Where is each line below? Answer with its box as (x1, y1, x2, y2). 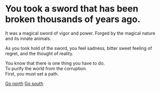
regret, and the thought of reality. (5, 50, 73, 56)
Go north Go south (5, 80, 43, 86)
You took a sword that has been (5, 3, 138, 14)
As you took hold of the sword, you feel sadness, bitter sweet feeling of (5, 45, 152, 51)
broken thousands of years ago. (5, 13, 141, 25)
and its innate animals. (5, 35, 51, 41)
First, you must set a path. (5, 70, 59, 76)
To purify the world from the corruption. (5, 65, 87, 71)
